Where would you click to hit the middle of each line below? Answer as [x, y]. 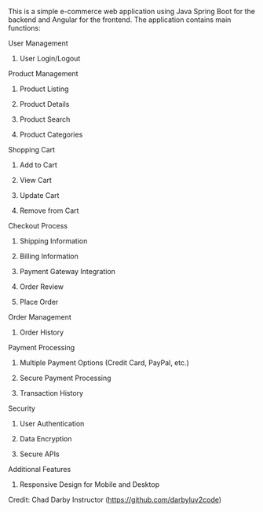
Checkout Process [38, 226]
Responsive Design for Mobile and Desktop [89, 485]
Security [22, 408]
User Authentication [52, 424]
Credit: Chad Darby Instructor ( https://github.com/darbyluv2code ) [115, 499]
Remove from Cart [49, 210]
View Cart [36, 180]
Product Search [45, 119]
